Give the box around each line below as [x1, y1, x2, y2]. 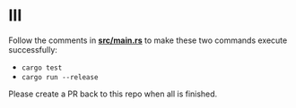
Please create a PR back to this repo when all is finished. [8, 88, 218, 99]
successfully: [8, 44, 57, 54]
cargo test [21, 63, 63, 72]
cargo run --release [21, 72, 99, 81]
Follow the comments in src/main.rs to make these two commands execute [8, 35, 288, 46]
